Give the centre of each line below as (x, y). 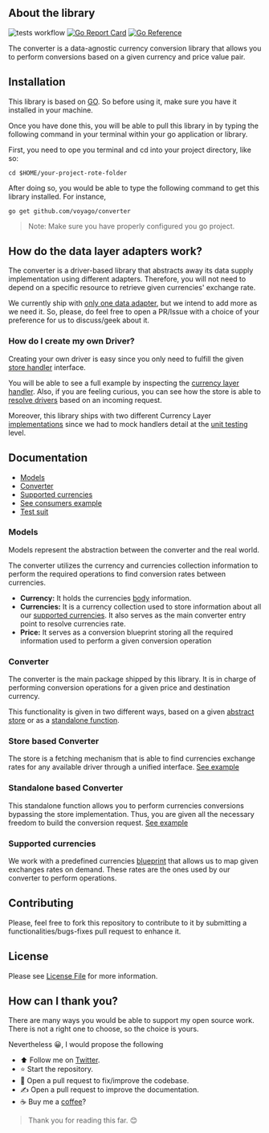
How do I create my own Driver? (71, 341)
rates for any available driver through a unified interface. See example (124, 767)
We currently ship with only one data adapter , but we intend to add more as (133, 303)
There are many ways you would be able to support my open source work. (131, 1020)
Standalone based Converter (66, 788)
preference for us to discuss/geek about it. (79, 320)
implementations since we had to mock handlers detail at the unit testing (128, 424)
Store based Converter (54, 741)
